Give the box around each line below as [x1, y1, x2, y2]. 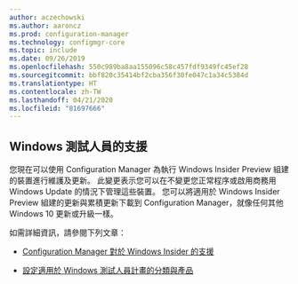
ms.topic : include [9, 46, 77, 55]
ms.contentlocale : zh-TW [9, 87, 101, 96]
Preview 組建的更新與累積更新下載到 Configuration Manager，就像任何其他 [9, 197, 285, 209]
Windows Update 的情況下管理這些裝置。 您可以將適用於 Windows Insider [9, 186, 280, 197]
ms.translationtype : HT [9, 79, 98, 88]
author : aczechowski [9, 12, 86, 22]
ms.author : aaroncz [9, 21, 82, 30]
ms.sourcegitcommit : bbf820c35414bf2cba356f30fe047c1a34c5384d [9, 71, 249, 80]
